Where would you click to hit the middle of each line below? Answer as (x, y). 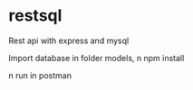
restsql (35, 16)
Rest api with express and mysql (69, 40)
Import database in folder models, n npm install (96, 58)
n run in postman (40, 75)
